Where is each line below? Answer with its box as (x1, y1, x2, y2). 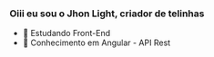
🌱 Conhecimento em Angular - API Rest (22, 37, 171, 48)
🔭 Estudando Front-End (22, 28, 111, 39)
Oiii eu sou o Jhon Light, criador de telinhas (9, 7, 205, 20)
